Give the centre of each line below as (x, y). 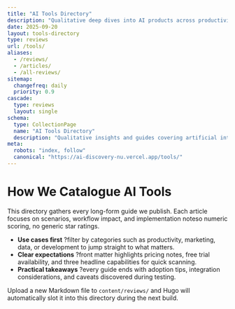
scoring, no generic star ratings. (54, 226)
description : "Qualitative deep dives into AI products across (101, 20)
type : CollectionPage (45, 124)
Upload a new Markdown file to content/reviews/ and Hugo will (99, 290)
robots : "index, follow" (50, 151)
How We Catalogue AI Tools (90, 192)
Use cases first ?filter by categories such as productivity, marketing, (116, 240)
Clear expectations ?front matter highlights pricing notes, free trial (113, 254)
